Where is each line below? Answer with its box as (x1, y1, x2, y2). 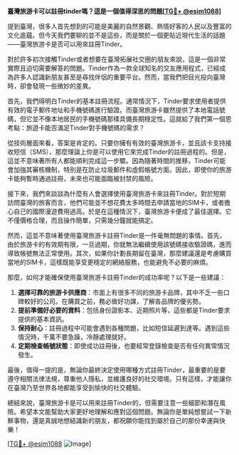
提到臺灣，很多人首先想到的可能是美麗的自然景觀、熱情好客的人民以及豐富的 (7, 22, 232, 31)
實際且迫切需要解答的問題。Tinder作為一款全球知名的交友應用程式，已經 (7, 64, 220, 72)
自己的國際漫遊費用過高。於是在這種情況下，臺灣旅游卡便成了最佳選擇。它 (13, 207, 232, 216)
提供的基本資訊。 (17, 315, 68, 323)
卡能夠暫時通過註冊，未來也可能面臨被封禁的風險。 (7, 174, 157, 182)
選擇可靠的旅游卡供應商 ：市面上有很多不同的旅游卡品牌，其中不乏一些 (17, 288, 224, 296)
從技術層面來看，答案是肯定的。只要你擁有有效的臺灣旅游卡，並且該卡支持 (7, 139, 225, 147)
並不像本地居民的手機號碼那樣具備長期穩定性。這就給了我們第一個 (31, 115, 225, 123)
